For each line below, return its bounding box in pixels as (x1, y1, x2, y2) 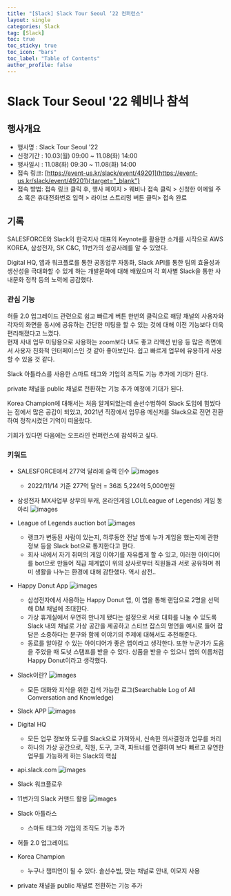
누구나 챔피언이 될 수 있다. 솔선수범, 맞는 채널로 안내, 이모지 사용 (27, 867, 200, 875)
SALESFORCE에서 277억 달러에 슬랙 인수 (17, 467, 130, 476)
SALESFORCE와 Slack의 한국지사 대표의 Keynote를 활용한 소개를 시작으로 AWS (7, 235, 224, 243)
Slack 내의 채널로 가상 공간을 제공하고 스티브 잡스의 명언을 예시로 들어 (27, 622, 216, 630)
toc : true (7, 36, 36, 43)
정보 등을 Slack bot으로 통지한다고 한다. (27, 542, 136, 550)
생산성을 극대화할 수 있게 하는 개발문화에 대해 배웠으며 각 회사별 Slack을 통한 (7, 267, 214, 275)
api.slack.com (17, 765, 57, 774)
